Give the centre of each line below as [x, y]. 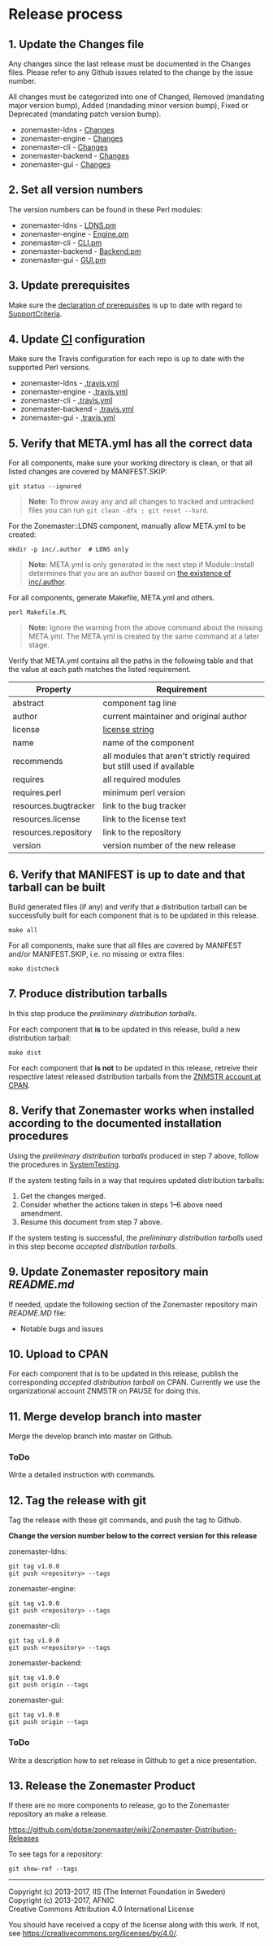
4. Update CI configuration [77, 340]
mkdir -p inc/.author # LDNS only [69, 550]
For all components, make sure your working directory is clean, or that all [131, 463]
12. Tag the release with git [78, 1501]
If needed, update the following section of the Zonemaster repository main [133, 1304]
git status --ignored [45, 486]
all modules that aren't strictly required [176, 756]
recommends [38, 761]
